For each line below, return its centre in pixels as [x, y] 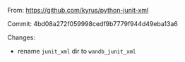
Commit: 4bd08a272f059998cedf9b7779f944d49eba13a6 [92, 24]
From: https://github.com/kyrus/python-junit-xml [78, 10]
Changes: [21, 37]
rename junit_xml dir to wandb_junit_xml [77, 51]
